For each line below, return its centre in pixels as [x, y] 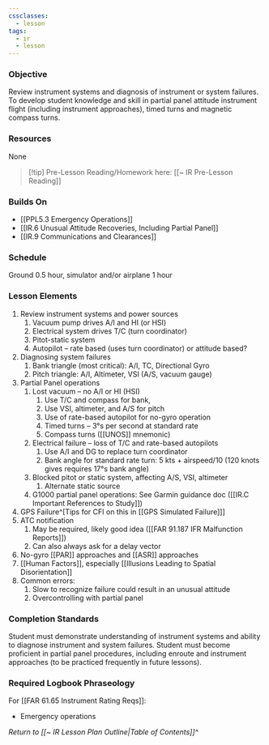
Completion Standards [54, 619]
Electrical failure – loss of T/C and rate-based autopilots [125, 443]
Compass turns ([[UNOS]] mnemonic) [107, 434]
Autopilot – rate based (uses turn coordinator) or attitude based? [140, 348]
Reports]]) [49, 537]
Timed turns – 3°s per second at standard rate [121, 425]
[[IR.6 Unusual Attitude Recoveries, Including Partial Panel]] [119, 228]
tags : [17, 31]
